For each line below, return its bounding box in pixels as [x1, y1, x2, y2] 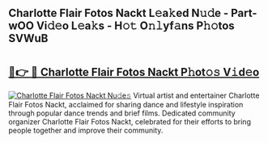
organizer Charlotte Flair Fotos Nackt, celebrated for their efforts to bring [8, 117, 251, 126]
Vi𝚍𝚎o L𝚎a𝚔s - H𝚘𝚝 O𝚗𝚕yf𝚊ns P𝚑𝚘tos [36, 19, 235, 33]
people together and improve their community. [8, 125, 164, 135]
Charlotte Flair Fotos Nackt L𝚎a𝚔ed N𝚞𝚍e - [8, 6, 229, 20]
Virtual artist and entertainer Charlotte [133, 90, 260, 100]
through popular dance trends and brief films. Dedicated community [8, 108, 236, 118]
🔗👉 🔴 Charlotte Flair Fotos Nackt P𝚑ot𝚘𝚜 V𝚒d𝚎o [8, 65, 260, 79]
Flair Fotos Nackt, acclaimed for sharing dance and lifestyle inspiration [8, 100, 244, 109]
